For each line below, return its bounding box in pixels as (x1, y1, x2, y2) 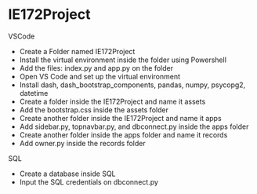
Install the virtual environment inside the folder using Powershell (19, 55, 227, 64)
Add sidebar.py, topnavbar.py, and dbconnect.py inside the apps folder (19, 122, 249, 131)
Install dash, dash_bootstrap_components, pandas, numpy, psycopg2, (19, 80, 246, 90)
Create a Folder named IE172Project (19, 46, 136, 56)
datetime (19, 88, 49, 97)
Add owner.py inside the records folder (19, 138, 147, 148)
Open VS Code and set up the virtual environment (19, 71, 181, 81)
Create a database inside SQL (19, 169, 116, 178)
